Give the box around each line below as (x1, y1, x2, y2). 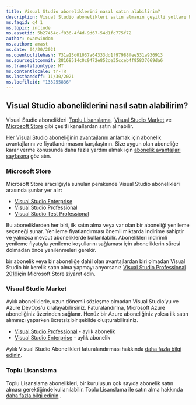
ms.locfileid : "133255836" (6, 79, 72, 85)
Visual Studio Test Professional (14, 210, 89, 217)
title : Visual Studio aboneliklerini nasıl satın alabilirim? (6, 8, 160, 15)
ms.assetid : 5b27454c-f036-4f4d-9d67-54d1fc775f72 (6, 30, 132, 36)
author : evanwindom (6, 36, 54, 41)
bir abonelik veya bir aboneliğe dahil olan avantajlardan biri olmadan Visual (6, 258, 185, 265)
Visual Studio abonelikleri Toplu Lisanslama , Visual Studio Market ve (6, 116, 172, 123)
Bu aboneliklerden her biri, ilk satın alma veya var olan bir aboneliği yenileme (6, 221, 190, 229)
